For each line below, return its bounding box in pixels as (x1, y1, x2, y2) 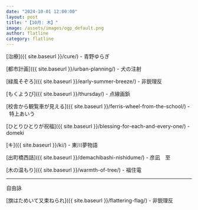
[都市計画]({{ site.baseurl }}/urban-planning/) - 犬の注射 (6, 65, 141, 72)
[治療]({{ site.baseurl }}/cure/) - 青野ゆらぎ (6, 53, 110, 59)
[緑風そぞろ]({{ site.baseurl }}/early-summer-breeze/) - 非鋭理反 (6, 78, 163, 85)
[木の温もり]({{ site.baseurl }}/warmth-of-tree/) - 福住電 (6, 166, 142, 174)
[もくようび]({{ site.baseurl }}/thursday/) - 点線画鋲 (6, 91, 131, 97)
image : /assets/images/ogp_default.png (6, 25, 104, 31)
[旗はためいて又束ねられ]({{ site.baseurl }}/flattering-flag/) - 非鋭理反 (6, 197, 174, 204)
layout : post (6, 14, 38, 20)
